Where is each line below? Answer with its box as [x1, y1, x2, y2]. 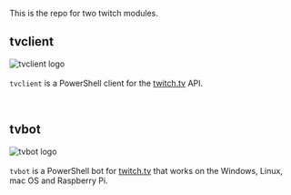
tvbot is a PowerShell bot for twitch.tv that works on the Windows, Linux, [9, 165, 284, 176]
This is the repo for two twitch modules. [9, 8, 159, 18]
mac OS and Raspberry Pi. [9, 175, 108, 186]
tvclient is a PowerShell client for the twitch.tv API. [9, 77, 204, 88]
